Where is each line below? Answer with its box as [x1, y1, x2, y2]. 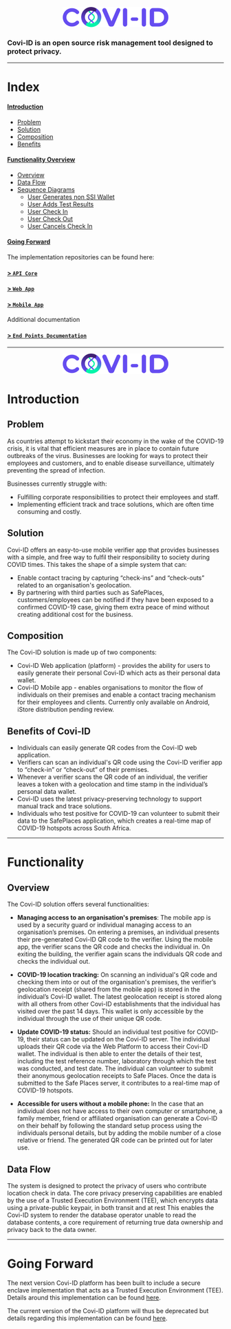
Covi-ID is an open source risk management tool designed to [7, 38, 213, 47]
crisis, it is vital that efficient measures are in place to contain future [7, 444, 199, 453]
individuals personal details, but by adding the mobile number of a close [16, 1129, 221, 1137]
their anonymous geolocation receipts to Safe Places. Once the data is [16, 1072, 217, 1080]
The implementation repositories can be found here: [7, 253, 155, 261]
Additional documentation [7, 316, 80, 324]
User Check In [27, 207, 69, 215]
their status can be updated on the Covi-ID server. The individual [26, 1035, 210, 1044]
